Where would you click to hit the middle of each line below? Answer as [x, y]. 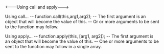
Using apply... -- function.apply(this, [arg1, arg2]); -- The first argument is [79, 36]
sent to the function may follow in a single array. [53, 46]
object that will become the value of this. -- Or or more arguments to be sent [82, 22]
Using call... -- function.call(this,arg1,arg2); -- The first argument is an [75, 16]
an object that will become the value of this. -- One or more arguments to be [82, 41]
